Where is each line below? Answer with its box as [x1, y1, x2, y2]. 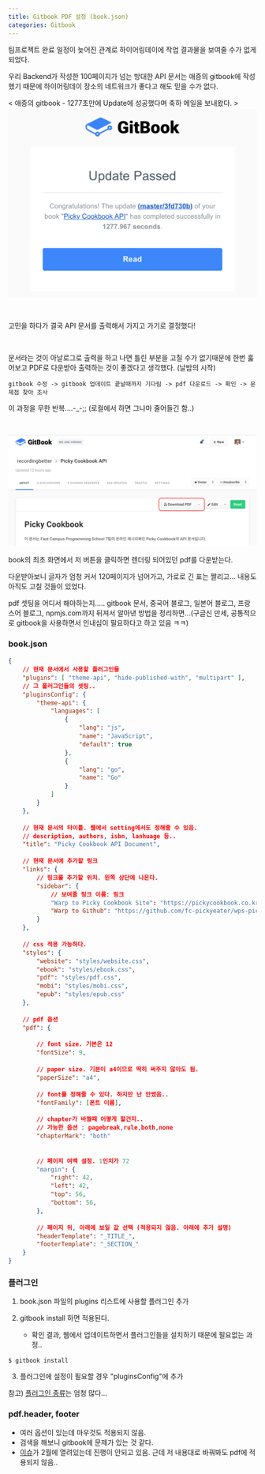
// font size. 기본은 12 [36, 1040, 113, 1048]
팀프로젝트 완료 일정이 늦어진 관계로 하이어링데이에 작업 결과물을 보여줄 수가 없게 [8, 44, 257, 55]
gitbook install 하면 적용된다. [19, 1314, 110, 1323]
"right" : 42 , [50, 1174, 93, 1182]
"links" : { [22, 866, 58, 874]
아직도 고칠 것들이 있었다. [8, 581, 87, 591]
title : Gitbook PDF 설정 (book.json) [8, 13, 129, 21]
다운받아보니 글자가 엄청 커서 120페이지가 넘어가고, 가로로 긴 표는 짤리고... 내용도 [8, 571, 257, 581]
